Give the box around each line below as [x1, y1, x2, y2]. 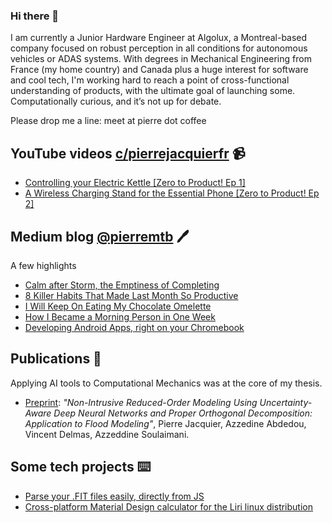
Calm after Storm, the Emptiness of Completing [24, 279, 220, 291]
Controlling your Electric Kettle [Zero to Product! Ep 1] [24, 177, 246, 189]
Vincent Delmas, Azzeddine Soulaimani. [24, 428, 190, 440]
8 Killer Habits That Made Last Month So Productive [24, 289, 239, 301]
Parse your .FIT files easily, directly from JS [24, 490, 205, 502]
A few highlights [10, 259, 77, 271]
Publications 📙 [10, 350, 102, 368]
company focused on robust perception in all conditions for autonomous [10, 42, 308, 54]
